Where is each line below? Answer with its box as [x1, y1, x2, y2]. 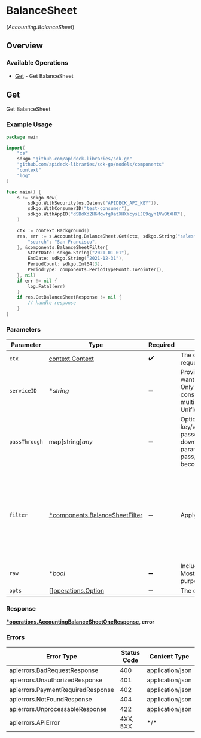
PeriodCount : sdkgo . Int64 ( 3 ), [28, 261, 103, 267]
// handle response [28, 300, 77, 306]
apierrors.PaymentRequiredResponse [9, 685, 115, 694]
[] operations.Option [48, 587, 105, 595]
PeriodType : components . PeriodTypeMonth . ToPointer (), [28, 267, 165, 273]
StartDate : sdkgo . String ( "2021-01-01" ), [28, 250, 130, 256]
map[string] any [48, 438, 93, 446]
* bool [48, 569, 66, 578]
